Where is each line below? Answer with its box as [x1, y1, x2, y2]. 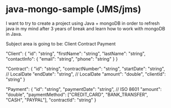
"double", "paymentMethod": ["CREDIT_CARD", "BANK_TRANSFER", [6, 91, 148, 97]
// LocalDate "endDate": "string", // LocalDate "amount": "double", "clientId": [6, 71, 166, 77]
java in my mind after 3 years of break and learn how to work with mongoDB [6, 25, 165, 31]
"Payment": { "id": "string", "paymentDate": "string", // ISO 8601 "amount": [6, 86, 162, 92]
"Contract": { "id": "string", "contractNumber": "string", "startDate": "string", [6, 66, 165, 72]
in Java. [6, 31, 22, 37]
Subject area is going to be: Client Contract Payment [6, 40, 116, 46]
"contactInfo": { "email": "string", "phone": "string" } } [6, 56, 118, 62]
